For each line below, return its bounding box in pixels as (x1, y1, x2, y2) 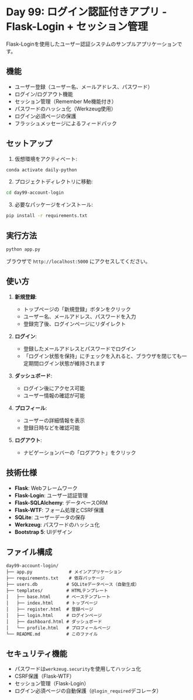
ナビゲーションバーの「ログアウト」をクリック (23, 449, 136, 456)
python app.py (6, 246, 41, 252)
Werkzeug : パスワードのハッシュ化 (14, 521, 100, 528)
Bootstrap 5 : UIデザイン (14, 528, 73, 536)
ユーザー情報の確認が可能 (23, 392, 85, 399)
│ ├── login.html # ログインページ (6, 613, 102, 619)
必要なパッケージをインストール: (14, 201, 94, 208)
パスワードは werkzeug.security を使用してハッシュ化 (14, 665, 142, 672)
